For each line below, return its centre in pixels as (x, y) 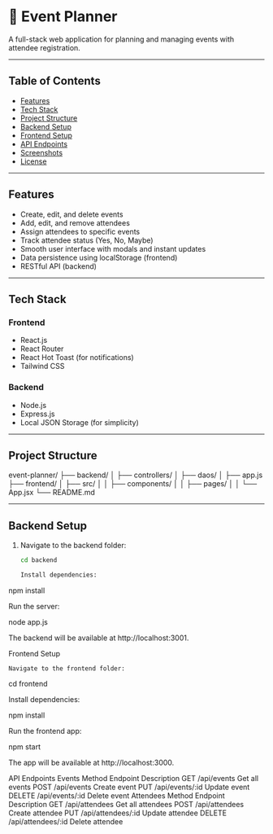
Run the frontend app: (45, 731)
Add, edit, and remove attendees (75, 222)
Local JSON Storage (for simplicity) (80, 422)
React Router (42, 349)
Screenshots (41, 152)
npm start (25, 746)
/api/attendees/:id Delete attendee (66, 821)
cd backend (39, 560)
